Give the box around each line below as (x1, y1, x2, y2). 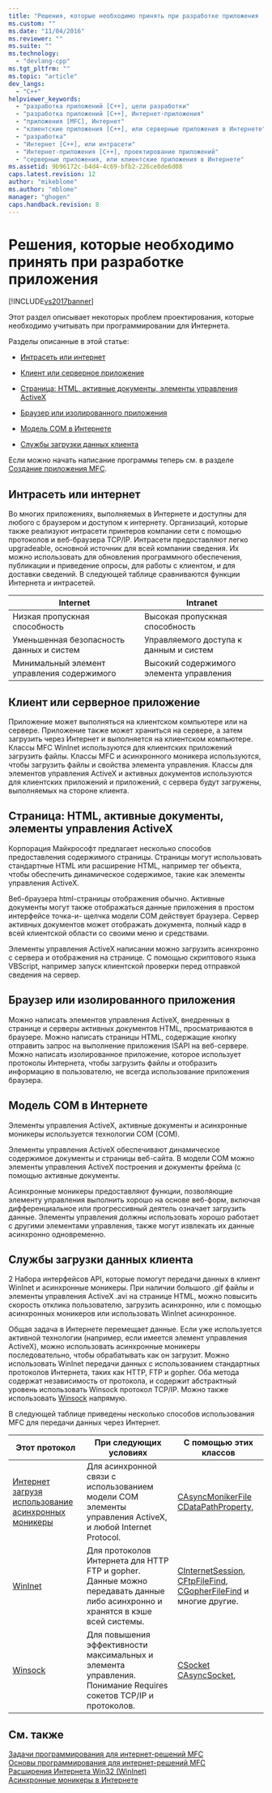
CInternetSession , (176, 1565, 245, 1576)
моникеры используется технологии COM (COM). (8, 1129, 181, 1138)
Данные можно (86, 1576, 148, 1587)
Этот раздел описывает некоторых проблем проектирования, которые (8, 312, 254, 322)
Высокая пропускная (144, 611, 227, 622)
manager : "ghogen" (8, 192, 70, 201)
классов (201, 1447, 236, 1459)
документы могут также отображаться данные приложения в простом (8, 902, 255, 912)
